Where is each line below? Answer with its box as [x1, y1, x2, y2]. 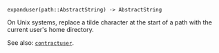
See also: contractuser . [7, 39, 75, 47]
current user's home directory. [7, 26, 95, 33]
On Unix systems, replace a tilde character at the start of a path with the [7, 18, 213, 26]
